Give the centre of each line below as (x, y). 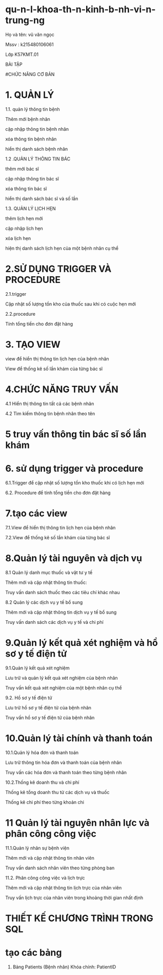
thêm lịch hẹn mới (24, 218)
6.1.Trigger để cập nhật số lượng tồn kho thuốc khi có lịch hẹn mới (75, 482)
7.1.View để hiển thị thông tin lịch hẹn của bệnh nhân (60, 527)
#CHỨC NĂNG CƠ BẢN (30, 74)
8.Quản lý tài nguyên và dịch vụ (74, 558)
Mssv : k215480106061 (29, 44)
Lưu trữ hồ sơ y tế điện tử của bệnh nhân (48, 707)
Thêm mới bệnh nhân (28, 119)
